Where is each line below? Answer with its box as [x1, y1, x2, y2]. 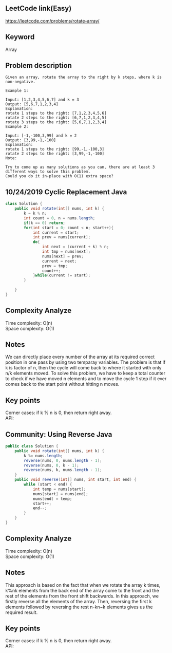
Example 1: [5, 88, 29, 94]
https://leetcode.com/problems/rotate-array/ [5, 17, 100, 24]
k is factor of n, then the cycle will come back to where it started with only [5, 365, 162, 371]
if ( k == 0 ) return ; [24, 220, 66, 226]
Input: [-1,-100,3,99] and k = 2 [5, 133, 77, 138]
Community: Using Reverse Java [5, 430, 112, 439]
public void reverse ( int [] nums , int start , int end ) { [14, 477, 137, 482]
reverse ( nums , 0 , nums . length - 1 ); [24, 458, 102, 463]
